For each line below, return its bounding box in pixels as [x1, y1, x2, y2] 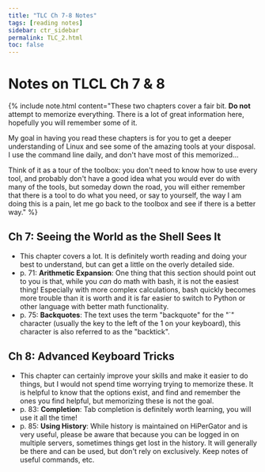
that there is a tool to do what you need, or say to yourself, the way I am [8, 191, 242, 200]
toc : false [8, 41, 44, 49]
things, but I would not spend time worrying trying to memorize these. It [19, 379, 254, 388]
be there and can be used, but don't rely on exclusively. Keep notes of [19, 446, 248, 455]
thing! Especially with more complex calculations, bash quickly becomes [19, 285, 256, 294]
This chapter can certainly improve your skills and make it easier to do [19, 371, 248, 380]
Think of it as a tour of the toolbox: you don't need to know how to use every [8, 165, 258, 175]
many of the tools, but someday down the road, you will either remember [8, 183, 245, 192]
